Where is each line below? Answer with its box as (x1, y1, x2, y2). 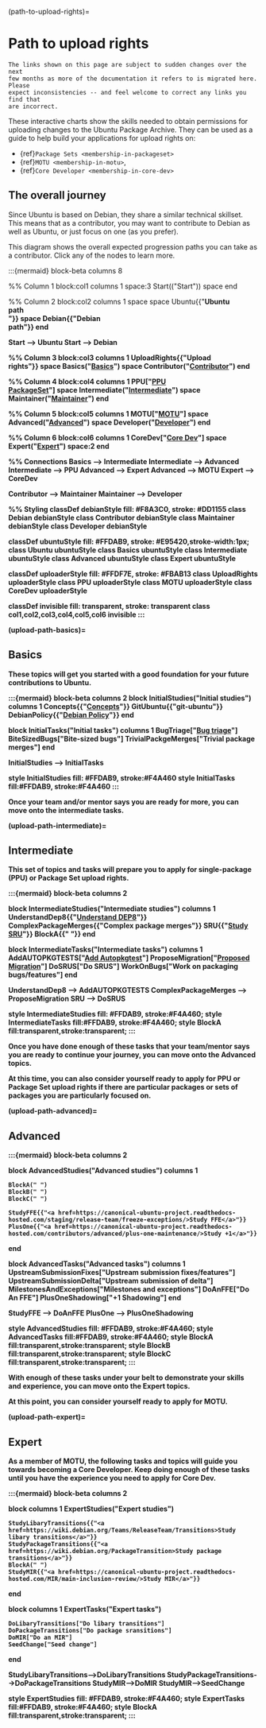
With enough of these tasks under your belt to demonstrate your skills (8, 1373, 245, 1382)
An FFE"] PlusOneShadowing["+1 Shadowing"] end (8, 1293, 182, 1303)
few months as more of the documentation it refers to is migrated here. (8, 75, 258, 83)
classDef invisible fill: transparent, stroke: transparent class (8, 601, 210, 610)
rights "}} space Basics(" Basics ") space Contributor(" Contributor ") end (8, 361, 250, 370)
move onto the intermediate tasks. (8, 805, 125, 815)
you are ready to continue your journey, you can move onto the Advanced (8, 1050, 256, 1060)
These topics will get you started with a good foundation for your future (8, 669, 249, 679)
